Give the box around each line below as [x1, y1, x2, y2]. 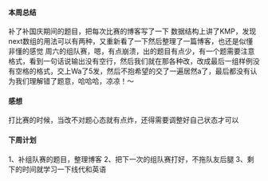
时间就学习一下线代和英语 [22, 164, 106, 174]
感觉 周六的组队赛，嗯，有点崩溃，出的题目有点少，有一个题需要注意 [29, 46, 255, 56]
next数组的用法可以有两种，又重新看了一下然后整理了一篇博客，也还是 [8, 37, 239, 46]
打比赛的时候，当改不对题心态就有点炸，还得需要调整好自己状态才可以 [8, 116, 239, 125]
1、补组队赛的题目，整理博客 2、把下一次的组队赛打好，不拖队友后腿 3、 [8, 154, 247, 163]
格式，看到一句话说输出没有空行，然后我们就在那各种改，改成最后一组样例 [8, 57, 253, 66]
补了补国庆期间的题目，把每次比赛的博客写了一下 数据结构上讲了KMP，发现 [8, 26, 257, 36]
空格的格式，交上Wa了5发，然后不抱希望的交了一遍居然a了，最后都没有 [14, 66, 251, 76]
